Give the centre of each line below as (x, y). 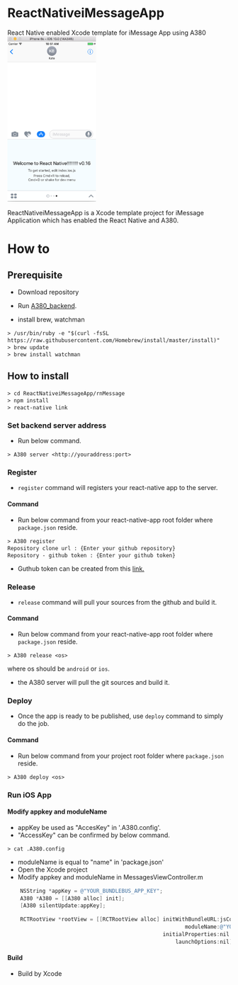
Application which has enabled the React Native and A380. (93, 220)
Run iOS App (29, 795)
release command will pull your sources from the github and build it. (117, 602)
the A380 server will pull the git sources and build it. (93, 683)
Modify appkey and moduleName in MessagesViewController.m (110, 877)
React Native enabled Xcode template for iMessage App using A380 (107, 33)
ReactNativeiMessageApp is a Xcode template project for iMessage (106, 212)
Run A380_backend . (47, 305)
